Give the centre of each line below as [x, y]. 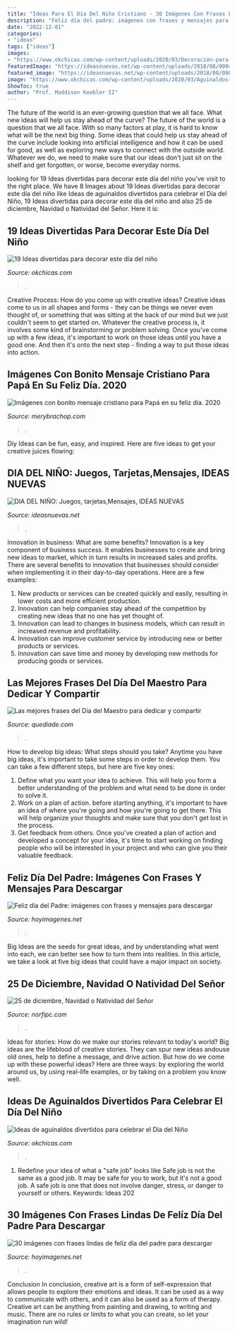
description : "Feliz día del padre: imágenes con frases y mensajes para [118, 20]
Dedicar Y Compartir [54, 694]
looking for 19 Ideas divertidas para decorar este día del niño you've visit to [116, 179]
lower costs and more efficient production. [79, 601]
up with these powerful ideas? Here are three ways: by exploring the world [116, 1064]
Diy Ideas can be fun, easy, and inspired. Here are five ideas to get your [111, 443]
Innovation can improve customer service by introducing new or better [120, 638]
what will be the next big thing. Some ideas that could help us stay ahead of [117, 135]
